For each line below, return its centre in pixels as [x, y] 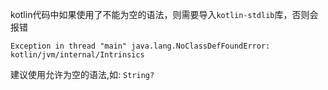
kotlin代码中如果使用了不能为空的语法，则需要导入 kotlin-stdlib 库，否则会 [164, 14]
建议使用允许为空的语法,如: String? [82, 74]
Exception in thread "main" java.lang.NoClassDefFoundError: [140, 46]
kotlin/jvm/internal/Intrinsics [77, 55]
